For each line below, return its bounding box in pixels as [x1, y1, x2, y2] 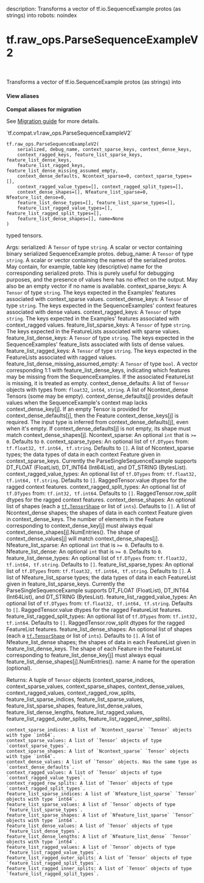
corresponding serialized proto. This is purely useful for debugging [6, 269, 175, 277]
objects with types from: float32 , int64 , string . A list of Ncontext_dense [6, 386, 189, 394]
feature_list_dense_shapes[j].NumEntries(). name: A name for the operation [6, 658, 195, 665]
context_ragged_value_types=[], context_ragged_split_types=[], [17, 184, 184, 190]
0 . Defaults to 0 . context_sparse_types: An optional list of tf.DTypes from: [6, 438, 189, 445]
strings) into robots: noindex [6, 12, 77, 19]
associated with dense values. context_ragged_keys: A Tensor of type [6, 308, 181, 316]
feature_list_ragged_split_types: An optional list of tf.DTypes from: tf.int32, [6, 612, 198, 620]
